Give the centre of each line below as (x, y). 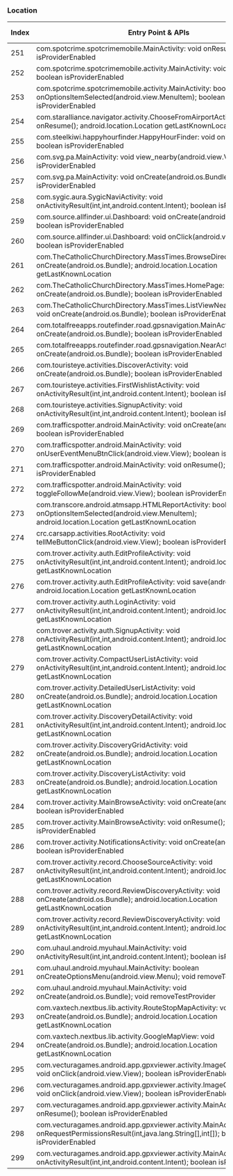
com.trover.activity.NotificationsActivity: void (110, 842)
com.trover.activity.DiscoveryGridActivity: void (112, 745)
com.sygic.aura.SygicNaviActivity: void (100, 197)
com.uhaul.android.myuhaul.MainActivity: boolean (118, 968)
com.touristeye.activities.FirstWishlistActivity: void (118, 385)
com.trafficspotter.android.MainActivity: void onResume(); (131, 465)
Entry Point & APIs (159, 33)
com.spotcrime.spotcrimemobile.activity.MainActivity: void (132, 69)
